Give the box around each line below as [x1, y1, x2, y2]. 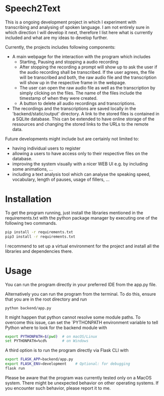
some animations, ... [12, 166, 53, 172]
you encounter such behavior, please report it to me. [5, 385, 111, 391]
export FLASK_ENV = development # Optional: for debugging [5, 361, 131, 367]
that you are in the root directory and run [5, 296, 87, 302]
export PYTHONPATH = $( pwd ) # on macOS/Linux [5, 334, 97, 339]
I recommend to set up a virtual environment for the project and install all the [5, 243, 160, 249]
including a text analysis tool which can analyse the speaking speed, [12, 171, 151, 177]
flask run [5, 366, 25, 371]
